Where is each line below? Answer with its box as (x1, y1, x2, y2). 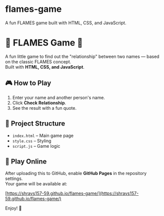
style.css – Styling (12, 137, 52, 144)
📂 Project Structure (5, 120, 65, 128)
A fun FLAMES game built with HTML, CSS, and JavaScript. (5, 20, 126, 26)
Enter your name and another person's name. (12, 94, 105, 100)
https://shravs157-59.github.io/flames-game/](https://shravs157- (6, 190, 139, 196)
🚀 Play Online (5, 157, 47, 166)
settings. (5, 175, 23, 181)
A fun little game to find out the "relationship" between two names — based (5, 53, 160, 59)
